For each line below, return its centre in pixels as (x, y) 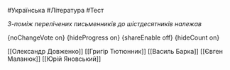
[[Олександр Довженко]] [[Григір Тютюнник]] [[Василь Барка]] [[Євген (115, 51)
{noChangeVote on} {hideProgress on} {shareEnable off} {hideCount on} (114, 37)
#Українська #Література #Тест (56, 10)
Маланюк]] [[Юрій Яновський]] (54, 59)
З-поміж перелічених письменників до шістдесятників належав (105, 24)
